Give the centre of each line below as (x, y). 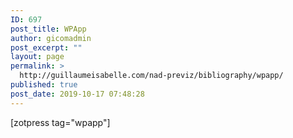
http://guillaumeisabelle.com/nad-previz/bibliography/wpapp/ (151, 76)
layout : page (37, 57)
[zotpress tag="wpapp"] (60, 122)
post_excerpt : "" (46, 47)
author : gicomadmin (51, 38)
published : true (44, 85)
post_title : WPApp (48, 29)
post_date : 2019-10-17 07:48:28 (77, 94)
